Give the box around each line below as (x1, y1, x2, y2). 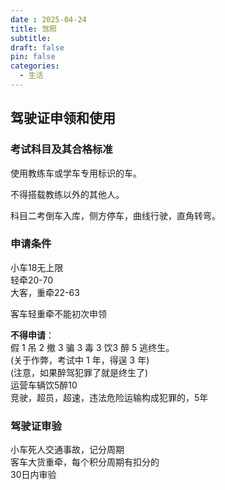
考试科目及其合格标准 (10, 142, 113, 156)
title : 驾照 (10, 24, 57, 34)
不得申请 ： (10, 329, 55, 341)
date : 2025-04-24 (10, 14, 87, 25)
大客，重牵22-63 (10, 286, 80, 298)
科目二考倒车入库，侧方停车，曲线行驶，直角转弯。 (10, 209, 221, 221)
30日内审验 (10, 469, 57, 481)
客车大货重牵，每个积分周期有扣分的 (10, 456, 160, 468)
